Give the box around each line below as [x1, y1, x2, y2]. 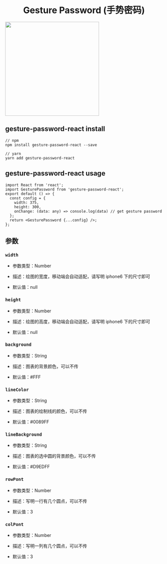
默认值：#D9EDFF [12, 464, 50, 470]
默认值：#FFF [12, 374, 41, 380]
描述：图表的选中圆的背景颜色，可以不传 [12, 453, 96, 459]
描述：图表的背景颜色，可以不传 [12, 363, 78, 369]
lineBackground [5, 432, 42, 438]
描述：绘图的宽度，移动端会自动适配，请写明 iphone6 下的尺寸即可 [12, 274, 150, 280]
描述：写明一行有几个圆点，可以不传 [12, 498, 87, 504]
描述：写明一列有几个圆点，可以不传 [12, 543, 87, 549]
